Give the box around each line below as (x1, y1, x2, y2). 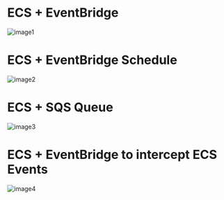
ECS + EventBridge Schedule (7, 52, 177, 68)
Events (7, 162, 49, 177)
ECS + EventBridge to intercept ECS (7, 147, 218, 162)
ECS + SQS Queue (7, 99, 113, 115)
